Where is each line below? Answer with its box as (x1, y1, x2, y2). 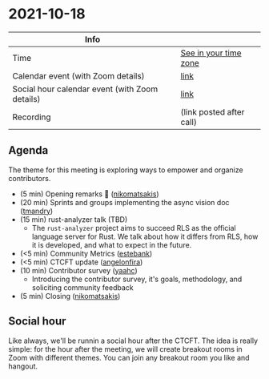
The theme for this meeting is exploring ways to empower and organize (8, 165, 243, 175)
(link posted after (180, 106, 245, 117)
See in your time (180, 47, 242, 58)
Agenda (8, 143, 49, 157)
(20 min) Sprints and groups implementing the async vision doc (19, 197, 230, 207)
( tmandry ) (19, 206, 54, 216)
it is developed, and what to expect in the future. (31, 240, 192, 249)
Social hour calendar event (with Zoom (12, 83, 159, 95)
